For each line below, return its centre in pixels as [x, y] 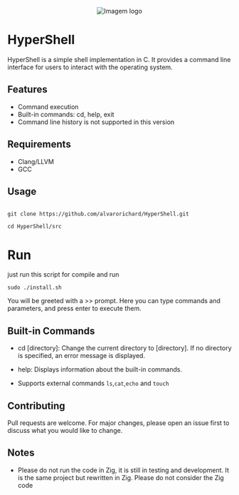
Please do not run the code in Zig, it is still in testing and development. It [123, 470]
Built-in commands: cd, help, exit [66, 114]
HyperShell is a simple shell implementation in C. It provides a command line [119, 59]
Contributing [36, 405]
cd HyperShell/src [34, 227]
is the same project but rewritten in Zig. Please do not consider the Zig [121, 477]
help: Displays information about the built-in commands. [100, 369]
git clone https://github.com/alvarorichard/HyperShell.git [99, 214]
